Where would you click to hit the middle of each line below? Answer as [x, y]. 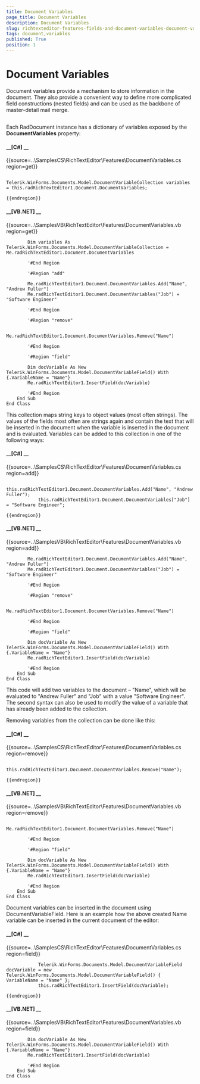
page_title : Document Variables [46, 17]
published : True [26, 39]
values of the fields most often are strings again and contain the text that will [100, 421]
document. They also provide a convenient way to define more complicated [99, 97]
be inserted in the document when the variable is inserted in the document [98, 427]
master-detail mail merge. [38, 110]
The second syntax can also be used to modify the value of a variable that [97, 703]
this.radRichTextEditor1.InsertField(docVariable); [103, 985]
